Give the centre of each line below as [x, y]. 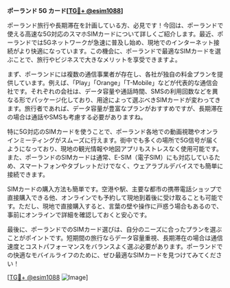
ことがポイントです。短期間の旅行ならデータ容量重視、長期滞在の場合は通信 [115, 238]
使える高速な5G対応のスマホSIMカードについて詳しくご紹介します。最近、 [112, 34]
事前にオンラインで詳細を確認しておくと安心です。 [79, 215]
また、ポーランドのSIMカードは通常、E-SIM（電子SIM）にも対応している [111, 157]
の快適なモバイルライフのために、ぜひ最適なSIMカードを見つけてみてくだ [112, 255]
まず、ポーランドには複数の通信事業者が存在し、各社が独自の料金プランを [112, 74]
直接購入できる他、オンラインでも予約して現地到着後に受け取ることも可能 [112, 197]
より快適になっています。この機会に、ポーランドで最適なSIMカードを [117, 51]
